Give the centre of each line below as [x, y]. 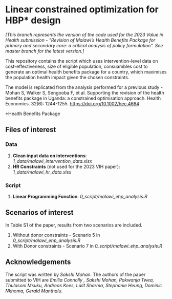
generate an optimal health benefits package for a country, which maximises [86, 72]
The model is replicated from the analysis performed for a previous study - [84, 87]
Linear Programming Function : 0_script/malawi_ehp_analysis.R [80, 196]
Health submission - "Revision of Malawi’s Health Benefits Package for [80, 40]
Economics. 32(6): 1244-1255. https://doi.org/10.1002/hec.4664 [72, 103]
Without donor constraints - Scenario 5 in [56, 235]
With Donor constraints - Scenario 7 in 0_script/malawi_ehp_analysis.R [87, 246]
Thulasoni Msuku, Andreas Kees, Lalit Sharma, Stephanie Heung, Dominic [84, 285]
